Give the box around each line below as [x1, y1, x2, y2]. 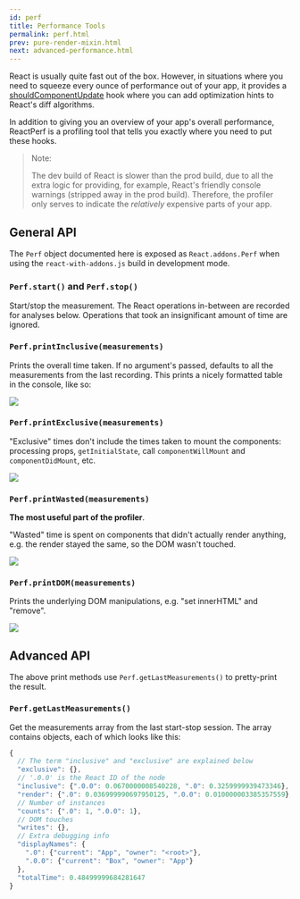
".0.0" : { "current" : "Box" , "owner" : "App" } [25, 856, 194, 865]
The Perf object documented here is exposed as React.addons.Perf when [9, 248, 279, 259]
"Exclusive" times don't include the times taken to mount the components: [9, 435, 281, 447]
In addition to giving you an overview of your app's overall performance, [9, 117, 275, 128]
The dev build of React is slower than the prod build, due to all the [30, 171, 274, 181]
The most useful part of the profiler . [9, 512, 146, 523]
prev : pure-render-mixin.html [9, 38, 122, 47]
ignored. [9, 319, 40, 331]
